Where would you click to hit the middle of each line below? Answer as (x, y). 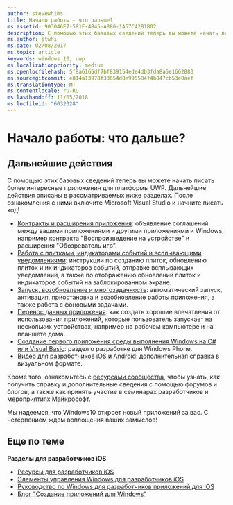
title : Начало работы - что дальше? (60, 20)
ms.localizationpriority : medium (55, 65)
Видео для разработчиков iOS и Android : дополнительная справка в (118, 356)
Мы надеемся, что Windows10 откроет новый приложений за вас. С (108, 412)
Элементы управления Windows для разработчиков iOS (100, 479)
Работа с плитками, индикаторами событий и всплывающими (110, 252)
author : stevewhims (35, 14)
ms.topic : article (34, 53)
